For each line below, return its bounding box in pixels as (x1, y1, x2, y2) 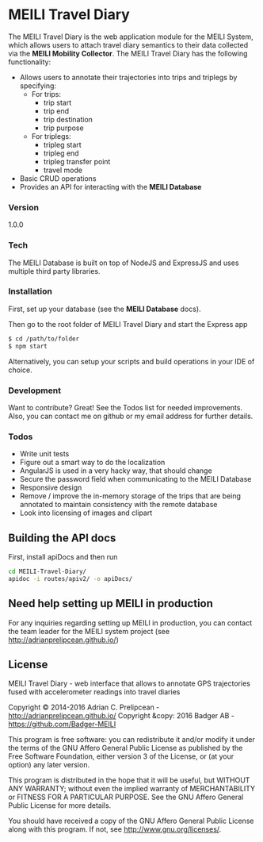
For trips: (31, 89, 62, 98)
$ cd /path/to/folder (8, 335, 80, 343)
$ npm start (8, 342, 48, 350)
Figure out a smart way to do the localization (19, 458, 166, 467)
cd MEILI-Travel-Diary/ (8, 567, 87, 575)
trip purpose (43, 123, 85, 133)
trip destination (43, 114, 93, 124)
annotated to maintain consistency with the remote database (19, 500, 218, 509)
